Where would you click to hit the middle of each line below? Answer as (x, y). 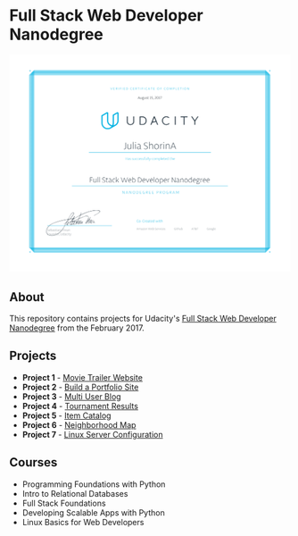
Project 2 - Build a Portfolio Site (80, 387)
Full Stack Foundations (64, 503)
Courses (33, 462)
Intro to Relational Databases (75, 493)
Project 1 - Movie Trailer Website (82, 377)
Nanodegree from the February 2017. (77, 328)
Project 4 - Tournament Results (80, 406)
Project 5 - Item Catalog (66, 415)
